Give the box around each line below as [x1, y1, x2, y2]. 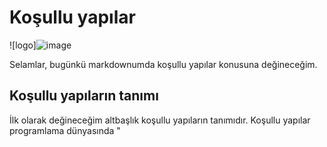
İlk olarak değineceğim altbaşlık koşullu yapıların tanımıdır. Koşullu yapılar [9, 114, 311, 126]
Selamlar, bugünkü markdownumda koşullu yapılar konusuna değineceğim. [9, 58, 318, 70]
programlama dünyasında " [9, 124, 121, 136]
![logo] [9, 39, 37, 51]
